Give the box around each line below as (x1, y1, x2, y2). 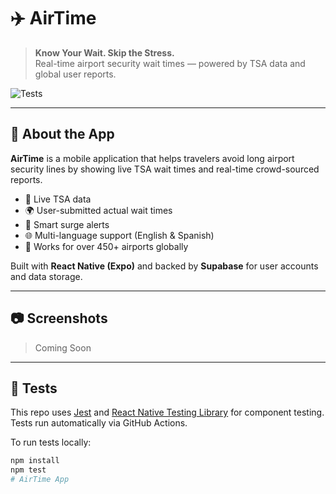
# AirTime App (10, 475, 70, 485)
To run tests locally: (10, 436, 92, 449)
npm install (10, 456, 60, 466)
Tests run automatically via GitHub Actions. (10, 417, 188, 429)
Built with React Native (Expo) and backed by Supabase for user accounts (10, 260, 319, 272)
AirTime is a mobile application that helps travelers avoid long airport (10, 152, 295, 164)
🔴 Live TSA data (24, 193, 92, 205)
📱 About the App (10, 126, 115, 143)
